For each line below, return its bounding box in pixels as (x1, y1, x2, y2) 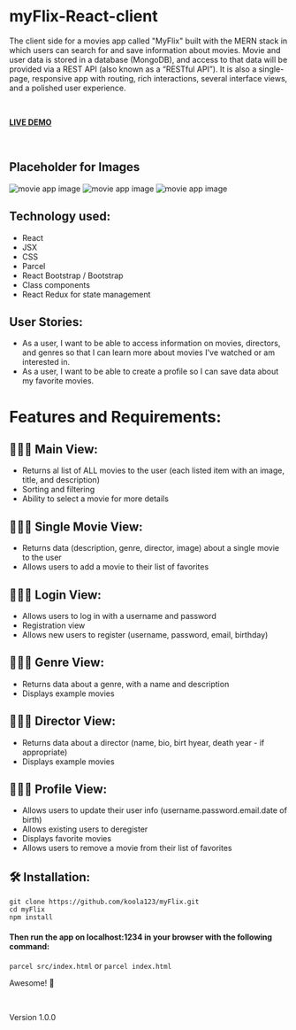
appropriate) (21, 747, 68, 757)
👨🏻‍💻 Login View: (9, 587, 102, 602)
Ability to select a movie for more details (21, 493, 170, 504)
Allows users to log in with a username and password (21, 611, 216, 621)
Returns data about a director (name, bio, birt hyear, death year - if (21, 737, 265, 747)
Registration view (21, 620, 86, 631)
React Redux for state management (21, 289, 151, 299)
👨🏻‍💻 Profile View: (9, 782, 108, 797)
